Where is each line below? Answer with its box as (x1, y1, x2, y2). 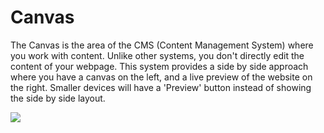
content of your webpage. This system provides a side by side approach (10, 60, 309, 72)
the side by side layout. (10, 92, 106, 104)
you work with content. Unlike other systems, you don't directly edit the (10, 49, 305, 61)
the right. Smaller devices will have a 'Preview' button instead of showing (10, 81, 312, 93)
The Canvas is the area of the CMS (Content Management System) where (10, 39, 314, 51)
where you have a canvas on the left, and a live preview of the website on (10, 71, 313, 83)
